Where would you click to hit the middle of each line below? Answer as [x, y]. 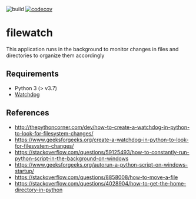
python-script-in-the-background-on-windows [72, 158]
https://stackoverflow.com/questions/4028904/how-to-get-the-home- [100, 183]
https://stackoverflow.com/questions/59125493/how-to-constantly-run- [102, 152]
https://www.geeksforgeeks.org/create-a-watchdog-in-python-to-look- [102, 140]
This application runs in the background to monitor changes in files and [92, 49]
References [28, 113]
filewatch [29, 33]
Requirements [32, 74]
